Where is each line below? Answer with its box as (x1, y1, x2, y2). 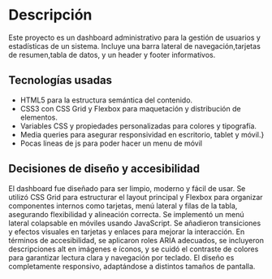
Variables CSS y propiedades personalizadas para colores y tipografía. (19, 120, 257, 131)
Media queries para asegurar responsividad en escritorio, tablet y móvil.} (19, 129, 265, 139)
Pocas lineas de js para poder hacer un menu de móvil (19, 138, 203, 148)
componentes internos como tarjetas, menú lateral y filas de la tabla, (8, 201, 238, 211)
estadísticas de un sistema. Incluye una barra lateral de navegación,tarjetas (8, 41, 261, 50)
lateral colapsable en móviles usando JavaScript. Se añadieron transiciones (8, 218, 261, 228)
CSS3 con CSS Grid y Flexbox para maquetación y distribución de (19, 103, 241, 113)
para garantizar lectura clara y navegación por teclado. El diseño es (8, 252, 235, 262)
